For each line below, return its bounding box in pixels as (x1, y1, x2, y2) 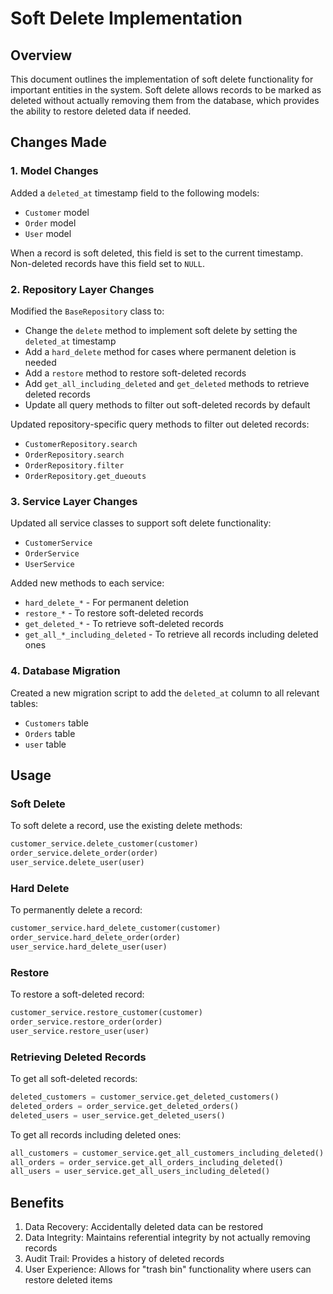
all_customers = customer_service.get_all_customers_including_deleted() (10, 1148, 325, 1158)
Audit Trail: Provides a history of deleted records (24, 1253, 225, 1265)
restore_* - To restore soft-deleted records (24, 607, 204, 619)
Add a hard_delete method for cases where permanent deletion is (24, 345, 297, 357)
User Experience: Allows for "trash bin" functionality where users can (24, 1263, 312, 1276)
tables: (10, 697, 39, 709)
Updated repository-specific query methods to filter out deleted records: (10, 418, 310, 430)
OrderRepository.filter (24, 460, 125, 471)
